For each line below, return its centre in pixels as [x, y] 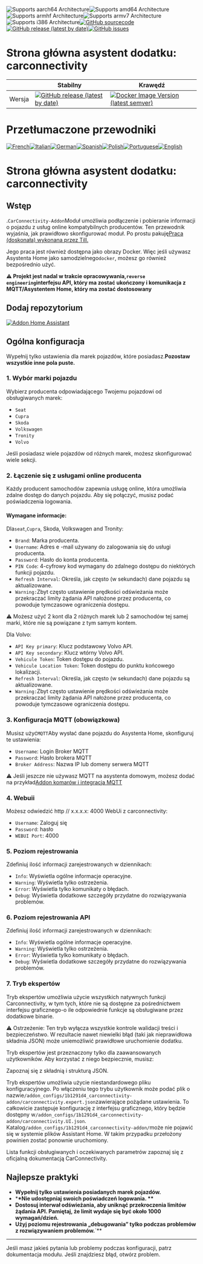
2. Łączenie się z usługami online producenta [74, 475]
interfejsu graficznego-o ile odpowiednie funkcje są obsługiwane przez [95, 1009]
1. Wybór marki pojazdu [42, 378]
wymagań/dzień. [37, 1217]
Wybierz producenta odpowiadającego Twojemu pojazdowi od [84, 391]
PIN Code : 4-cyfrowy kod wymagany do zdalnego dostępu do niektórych [105, 566]
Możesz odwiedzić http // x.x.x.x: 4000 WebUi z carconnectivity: [87, 811]
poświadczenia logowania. [39, 501]
